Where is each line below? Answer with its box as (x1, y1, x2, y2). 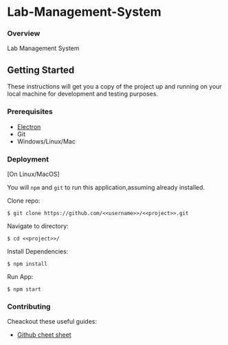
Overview (7, 29, 41, 38)
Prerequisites (7, 107, 53, 117)
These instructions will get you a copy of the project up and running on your (7, 82, 222, 91)
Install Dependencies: (7, 247, 69, 255)
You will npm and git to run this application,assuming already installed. (7, 183, 205, 191)
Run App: (7, 272, 34, 280)
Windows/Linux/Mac (16, 137, 76, 145)
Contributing (7, 302, 51, 311)
